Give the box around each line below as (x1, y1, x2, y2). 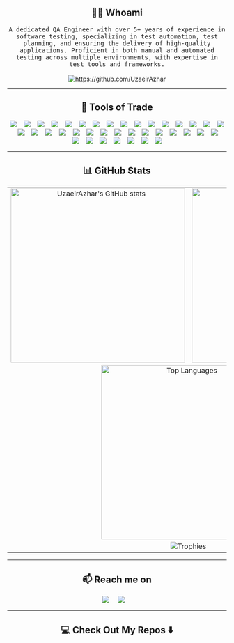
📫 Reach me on (82, 573, 152, 585)
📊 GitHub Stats (83, 165, 151, 177)
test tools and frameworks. (69, 60, 165, 68)
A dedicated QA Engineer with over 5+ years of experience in (8, 25, 226, 33)
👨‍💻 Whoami (91, 7, 143, 19)
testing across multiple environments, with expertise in (16, 53, 218, 61)
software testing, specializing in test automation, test (16, 32, 218, 40)
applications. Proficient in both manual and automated (19, 46, 214, 54)
